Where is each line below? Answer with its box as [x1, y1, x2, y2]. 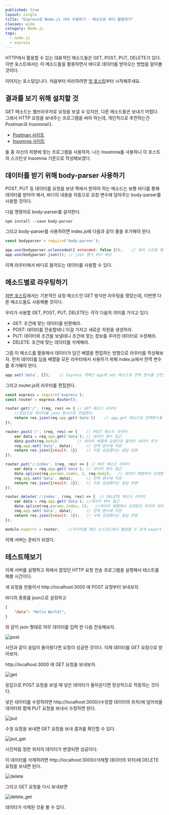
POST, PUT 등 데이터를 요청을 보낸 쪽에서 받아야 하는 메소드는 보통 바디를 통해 [5, 185, 160, 192]
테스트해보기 [5, 552, 42, 561]
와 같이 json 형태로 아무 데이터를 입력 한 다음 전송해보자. [5, 624, 116, 630]
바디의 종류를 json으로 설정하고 [5, 595, 66, 601]
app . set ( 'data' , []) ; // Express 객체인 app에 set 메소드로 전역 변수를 [5, 372, 154, 378]
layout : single [5, 12, 37, 17]
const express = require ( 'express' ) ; [5, 392, 84, 397]
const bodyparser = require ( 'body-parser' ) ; [5, 238, 100, 243]
